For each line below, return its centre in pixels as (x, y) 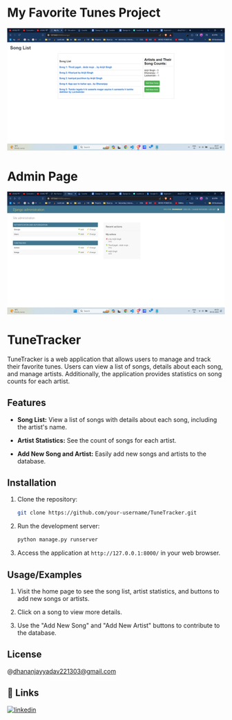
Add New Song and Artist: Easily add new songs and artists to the (112, 454)
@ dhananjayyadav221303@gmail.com (61, 671)
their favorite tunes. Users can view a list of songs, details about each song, (115, 366)
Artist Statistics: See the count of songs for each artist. (97, 440)
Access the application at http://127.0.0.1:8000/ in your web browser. (119, 553)
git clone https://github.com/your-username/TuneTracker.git (107, 513)
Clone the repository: (47, 499)
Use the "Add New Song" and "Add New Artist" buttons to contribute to (118, 625)
